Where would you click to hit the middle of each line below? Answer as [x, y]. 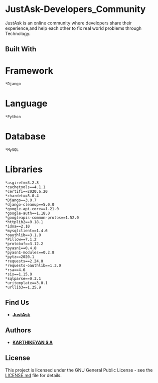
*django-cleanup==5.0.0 [30, 205]
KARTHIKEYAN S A [33, 342]
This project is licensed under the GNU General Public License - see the [79, 370]
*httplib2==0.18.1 [24, 222]
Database [25, 137]
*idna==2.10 [17, 227]
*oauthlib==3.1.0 [23, 235]
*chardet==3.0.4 [22, 196]
